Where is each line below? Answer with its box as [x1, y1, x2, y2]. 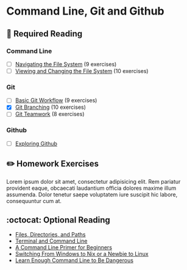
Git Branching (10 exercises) [15, 103, 86, 111]
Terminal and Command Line [15, 237, 88, 244]
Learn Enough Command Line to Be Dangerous [15, 257, 134, 264]
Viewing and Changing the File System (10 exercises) [15, 67, 149, 74]
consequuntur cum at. [6, 197, 62, 204]
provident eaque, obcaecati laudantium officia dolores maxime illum [6, 184, 177, 192]
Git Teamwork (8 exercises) [15, 111, 85, 118]
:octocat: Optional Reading [6, 215, 111, 226]
